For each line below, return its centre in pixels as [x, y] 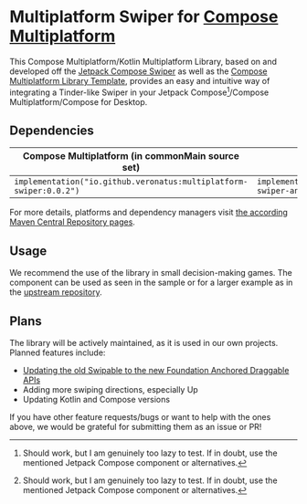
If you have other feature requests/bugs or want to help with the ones [140, 417]
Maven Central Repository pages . [72, 222]
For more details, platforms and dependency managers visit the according [148, 213]
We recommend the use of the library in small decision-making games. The [151, 273]
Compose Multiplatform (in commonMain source [131, 156]
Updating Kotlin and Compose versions [96, 400]
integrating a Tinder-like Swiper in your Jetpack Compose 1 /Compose [139, 91]
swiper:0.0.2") [47, 191]
